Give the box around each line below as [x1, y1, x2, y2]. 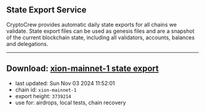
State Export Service [6, 5, 87, 15]
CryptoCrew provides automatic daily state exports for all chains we [6, 21, 177, 28]
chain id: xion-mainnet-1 [15, 86, 77, 93]
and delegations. [6, 40, 49, 47]
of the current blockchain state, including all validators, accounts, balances [6, 33, 195, 41]
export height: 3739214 [15, 92, 71, 99]
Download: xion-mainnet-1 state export [6, 64, 159, 74]
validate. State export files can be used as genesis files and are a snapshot [6, 27, 195, 35]
